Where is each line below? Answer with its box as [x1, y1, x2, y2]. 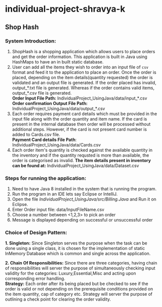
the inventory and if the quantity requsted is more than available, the [12, 152, 149, 158]
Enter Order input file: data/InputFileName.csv [12, 206, 105, 213]
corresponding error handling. [5, 276, 66, 282]
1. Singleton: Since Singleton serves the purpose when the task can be [5, 240, 147, 246]
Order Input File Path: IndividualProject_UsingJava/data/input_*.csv [12, 95, 147, 101]
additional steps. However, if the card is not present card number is [12, 126, 147, 132]
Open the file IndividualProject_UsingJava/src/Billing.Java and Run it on [12, 196, 157, 202]
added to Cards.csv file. [12, 131, 60, 137]
